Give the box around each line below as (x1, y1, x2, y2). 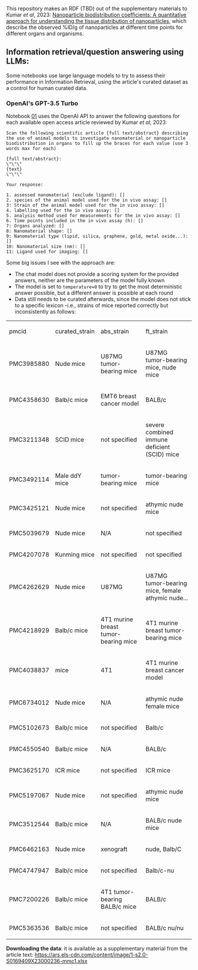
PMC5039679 (9, 529, 49, 537)
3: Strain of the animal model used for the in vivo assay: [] (6, 203, 165, 209)
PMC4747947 (9, 866, 49, 875)
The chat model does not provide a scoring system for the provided (14, 270, 179, 278)
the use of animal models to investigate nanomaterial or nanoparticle (6, 136, 186, 141)
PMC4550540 (9, 745, 49, 753)
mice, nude (145, 364, 177, 372)
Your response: (6, 182, 44, 188)
